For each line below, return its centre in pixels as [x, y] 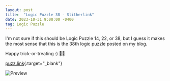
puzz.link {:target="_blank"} [34, 63]
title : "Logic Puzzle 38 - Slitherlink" [50, 15]
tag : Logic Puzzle [25, 24]
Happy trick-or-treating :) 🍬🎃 [35, 54]
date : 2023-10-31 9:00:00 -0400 [39, 19]
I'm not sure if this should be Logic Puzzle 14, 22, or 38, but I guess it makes [85, 38]
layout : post [19, 10]
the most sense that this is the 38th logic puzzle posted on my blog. [76, 44]
